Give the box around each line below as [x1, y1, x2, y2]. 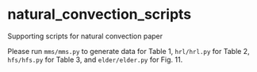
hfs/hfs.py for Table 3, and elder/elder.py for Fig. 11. [7, 55, 183, 64]
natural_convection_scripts [7, 5, 192, 23]
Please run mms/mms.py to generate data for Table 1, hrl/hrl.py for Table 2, [7, 46, 251, 56]
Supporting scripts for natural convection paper [7, 31, 163, 41]
